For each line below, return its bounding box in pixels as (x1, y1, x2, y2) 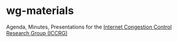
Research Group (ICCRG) (6, 29, 68, 36)
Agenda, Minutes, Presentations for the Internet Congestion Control (6, 23, 172, 30)
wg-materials (6, 4, 74, 17)
